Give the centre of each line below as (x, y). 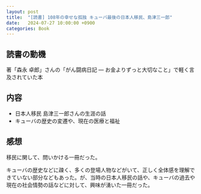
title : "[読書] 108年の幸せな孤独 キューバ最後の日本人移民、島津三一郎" (89, 17)
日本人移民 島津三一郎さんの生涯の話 (60, 113)
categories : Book (28, 28)
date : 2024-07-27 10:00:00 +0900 (51, 23)
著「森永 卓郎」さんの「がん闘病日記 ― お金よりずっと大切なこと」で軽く (98, 70)
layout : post (22, 12)
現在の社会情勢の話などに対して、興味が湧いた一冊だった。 (79, 185)
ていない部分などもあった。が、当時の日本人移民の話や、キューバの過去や (103, 177)
